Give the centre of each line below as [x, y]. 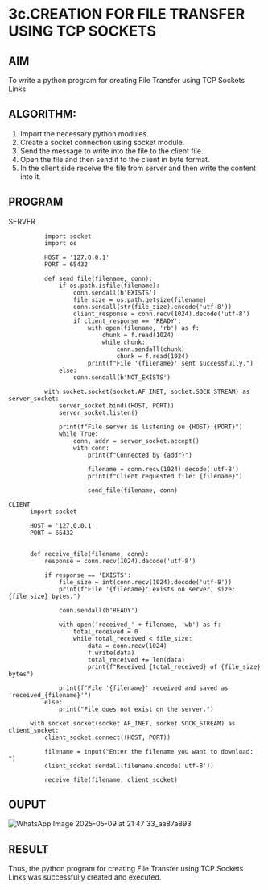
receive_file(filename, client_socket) [111, 779]
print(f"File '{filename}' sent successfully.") [170, 363]
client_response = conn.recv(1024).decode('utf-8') [161, 314]
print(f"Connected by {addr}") [140, 455]
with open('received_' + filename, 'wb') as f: [140, 625]
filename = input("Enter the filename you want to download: [148, 751]
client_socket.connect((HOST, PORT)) [107, 737]
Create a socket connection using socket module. [102, 142]
